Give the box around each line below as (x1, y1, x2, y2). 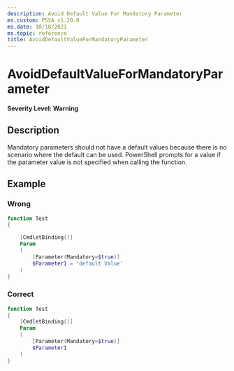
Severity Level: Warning (7, 104, 79, 112)
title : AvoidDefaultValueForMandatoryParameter (7, 36, 149, 43)
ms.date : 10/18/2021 (7, 23, 68, 30)
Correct (7, 289, 34, 299)
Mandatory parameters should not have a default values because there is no (7, 143, 227, 151)
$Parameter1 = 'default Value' (32, 260, 124, 267)
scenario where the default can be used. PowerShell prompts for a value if (7, 150, 221, 159)
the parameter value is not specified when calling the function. (7, 158, 187, 166)
